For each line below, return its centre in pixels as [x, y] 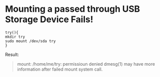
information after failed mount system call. [60, 69]
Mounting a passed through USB [73, 9]
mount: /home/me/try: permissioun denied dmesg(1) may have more [86, 64]
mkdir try [15, 37]
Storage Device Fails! [49, 19]
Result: [12, 54]
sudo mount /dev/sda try [30, 41]
